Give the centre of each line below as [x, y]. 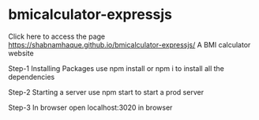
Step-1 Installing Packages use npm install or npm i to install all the [116, 68]
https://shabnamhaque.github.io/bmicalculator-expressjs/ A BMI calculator [129, 44]
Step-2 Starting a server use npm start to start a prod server [106, 92]
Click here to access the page [56, 36]
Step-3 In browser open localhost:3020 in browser [90, 107]
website [21, 53]
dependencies [32, 77]
